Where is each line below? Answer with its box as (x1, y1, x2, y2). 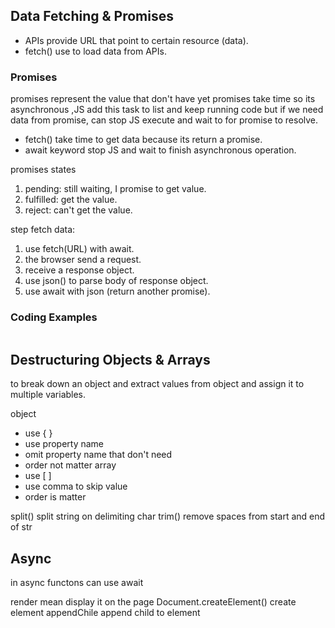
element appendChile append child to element (10, 607, 201, 619)
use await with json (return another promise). (24, 285, 211, 298)
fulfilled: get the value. (24, 194, 118, 206)
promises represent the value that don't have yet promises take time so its (10, 93, 316, 105)
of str (10, 521, 33, 533)
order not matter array (24, 459, 117, 471)
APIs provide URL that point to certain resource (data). (24, 34, 249, 46)
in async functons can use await (10, 577, 144, 589)
